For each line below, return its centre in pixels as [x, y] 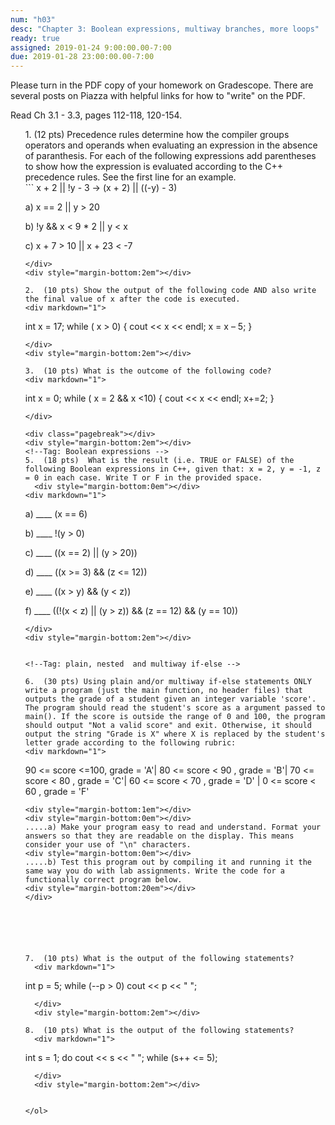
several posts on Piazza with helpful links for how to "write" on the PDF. [158, 96]
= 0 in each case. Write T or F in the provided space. [143, 478]
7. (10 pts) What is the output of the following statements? [159, 959]
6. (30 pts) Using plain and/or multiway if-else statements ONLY [168, 682]
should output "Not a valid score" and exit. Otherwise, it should [168, 726]
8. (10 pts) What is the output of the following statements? [159, 1031]
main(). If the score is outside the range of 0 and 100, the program [175, 717]
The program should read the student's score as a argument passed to [175, 708]
